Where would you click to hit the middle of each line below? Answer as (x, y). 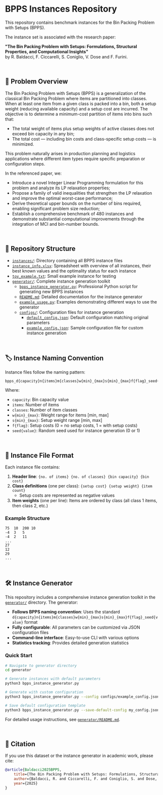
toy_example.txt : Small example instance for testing (64, 276)
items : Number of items (35, 405)
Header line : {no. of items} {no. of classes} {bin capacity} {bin (81, 477)
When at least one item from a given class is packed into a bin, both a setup (81, 104)
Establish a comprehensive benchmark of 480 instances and (73, 214)
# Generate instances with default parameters (53, 679)
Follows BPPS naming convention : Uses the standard (66, 612)
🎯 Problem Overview (36, 81)
